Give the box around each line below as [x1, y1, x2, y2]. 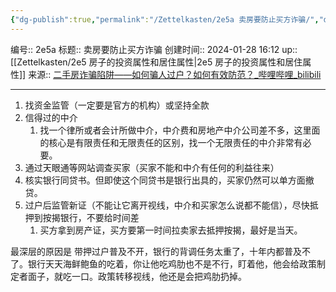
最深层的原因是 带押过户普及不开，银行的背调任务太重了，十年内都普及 [10, 245, 302, 257]
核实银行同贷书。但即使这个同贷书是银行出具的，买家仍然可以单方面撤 [24, 174, 315, 186]
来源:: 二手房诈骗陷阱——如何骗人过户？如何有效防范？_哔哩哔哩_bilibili [28, 68, 322, 80]
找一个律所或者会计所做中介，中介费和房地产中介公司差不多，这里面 [39, 124, 321, 136]
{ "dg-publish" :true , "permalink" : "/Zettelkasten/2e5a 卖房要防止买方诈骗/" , [10, 14, 320, 25]
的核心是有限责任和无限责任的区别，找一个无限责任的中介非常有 [39, 136, 303, 148]
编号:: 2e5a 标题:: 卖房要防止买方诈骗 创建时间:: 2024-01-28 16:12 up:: [10, 43, 298, 55]
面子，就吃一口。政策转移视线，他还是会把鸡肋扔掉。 [27, 270, 247, 282]
